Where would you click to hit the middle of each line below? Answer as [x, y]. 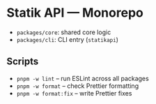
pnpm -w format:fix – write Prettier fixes [74, 93]
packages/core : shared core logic [64, 32]
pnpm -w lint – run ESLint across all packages [83, 78]
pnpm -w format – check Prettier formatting [78, 86]
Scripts [23, 62]
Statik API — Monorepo [75, 13]
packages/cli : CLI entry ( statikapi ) [68, 39]
